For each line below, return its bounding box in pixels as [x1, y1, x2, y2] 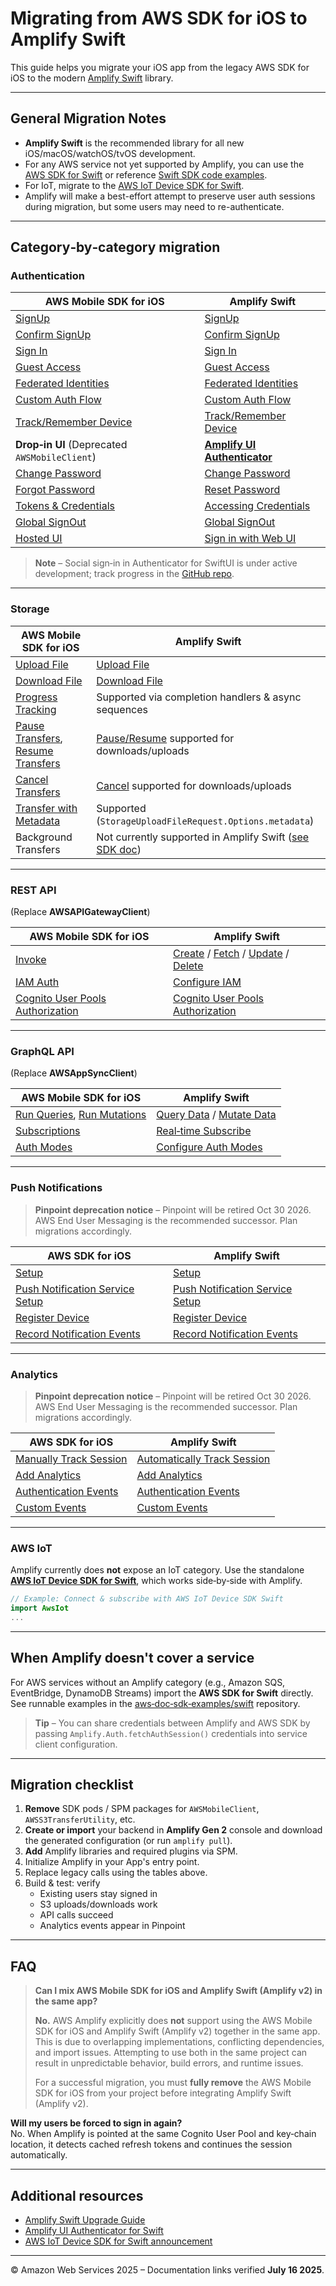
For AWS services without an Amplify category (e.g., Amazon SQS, [10, 1676, 286, 1688]
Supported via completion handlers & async [96, 690, 302, 704]
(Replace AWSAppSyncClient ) [10, 1067, 138, 1079]
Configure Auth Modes [156, 1140, 263, 1154]
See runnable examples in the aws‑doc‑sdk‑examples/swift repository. [10, 1697, 301, 1709]
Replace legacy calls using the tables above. [24, 1867, 208, 1879]
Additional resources [10, 2187, 144, 2204]
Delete [173, 959, 204, 973]
